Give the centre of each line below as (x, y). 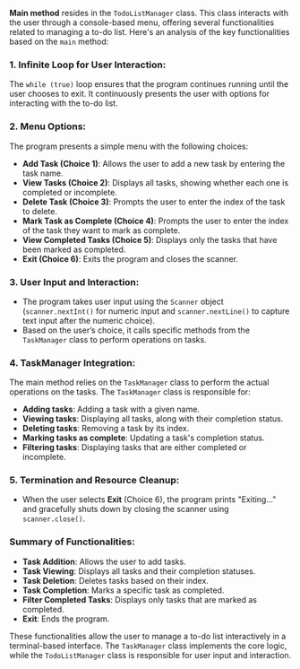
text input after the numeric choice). (88, 320)
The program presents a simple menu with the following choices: (129, 146)
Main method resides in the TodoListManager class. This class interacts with (149, 13)
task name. (43, 173)
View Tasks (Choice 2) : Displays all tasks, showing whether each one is (155, 182)
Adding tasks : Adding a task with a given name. (111, 409)
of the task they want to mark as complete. (101, 230)
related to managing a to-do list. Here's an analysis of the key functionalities (150, 32)
